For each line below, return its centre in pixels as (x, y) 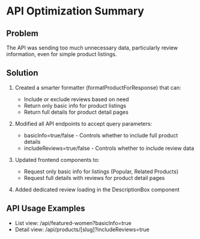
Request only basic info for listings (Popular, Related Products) (101, 171)
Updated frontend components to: (57, 160)
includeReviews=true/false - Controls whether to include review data (109, 148)
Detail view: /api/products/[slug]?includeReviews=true (82, 229)
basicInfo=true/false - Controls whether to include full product (101, 135)
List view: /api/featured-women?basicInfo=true (73, 223)
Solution (22, 73)
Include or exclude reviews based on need (76, 99)
